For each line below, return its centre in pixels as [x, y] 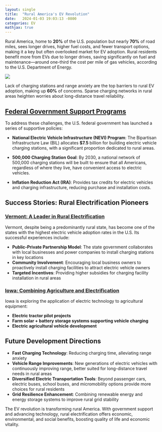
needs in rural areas [32, 373]
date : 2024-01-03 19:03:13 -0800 [41, 18]
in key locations [28, 257]
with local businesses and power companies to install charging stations [83, 252]
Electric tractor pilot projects [41, 315]
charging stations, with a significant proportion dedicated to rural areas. [83, 148]
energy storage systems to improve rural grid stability [65, 399]
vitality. [12, 424]
